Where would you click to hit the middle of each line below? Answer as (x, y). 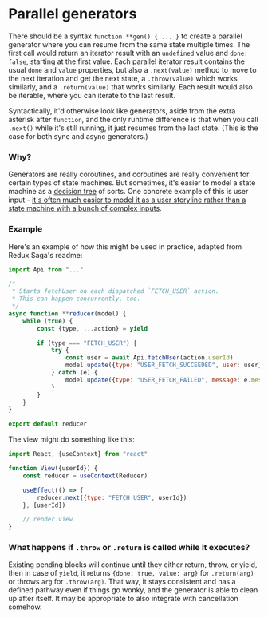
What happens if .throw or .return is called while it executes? (129, 548)
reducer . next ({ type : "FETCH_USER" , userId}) (112, 497)
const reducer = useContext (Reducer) (85, 476)
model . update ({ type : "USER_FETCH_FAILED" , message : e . (158, 380)
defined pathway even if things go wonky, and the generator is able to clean (133, 590)
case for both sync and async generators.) (79, 136)
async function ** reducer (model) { (67, 313)
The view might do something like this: (72, 439)
